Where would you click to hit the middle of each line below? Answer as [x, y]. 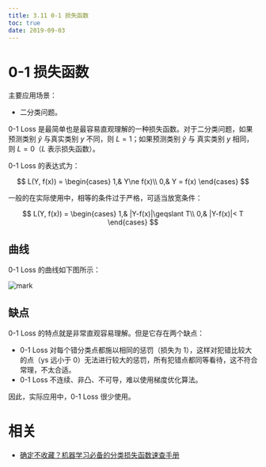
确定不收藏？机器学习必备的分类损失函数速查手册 [99, 455]
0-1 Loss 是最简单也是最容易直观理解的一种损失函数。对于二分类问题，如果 [131, 129]
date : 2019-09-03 [37, 30]
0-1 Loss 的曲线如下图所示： [54, 270]
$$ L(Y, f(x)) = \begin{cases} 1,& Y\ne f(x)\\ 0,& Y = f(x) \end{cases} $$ [133, 182]
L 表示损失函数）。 [71, 149]
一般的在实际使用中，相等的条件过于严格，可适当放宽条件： [105, 198]
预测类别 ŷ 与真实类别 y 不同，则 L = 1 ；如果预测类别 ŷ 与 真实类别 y [120, 139]
